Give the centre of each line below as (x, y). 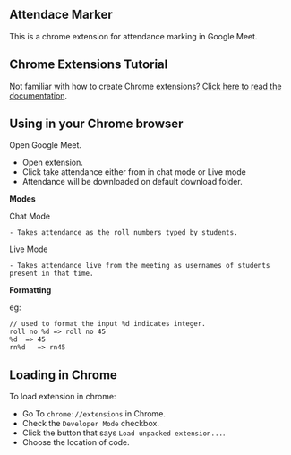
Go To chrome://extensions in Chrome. (94, 414)
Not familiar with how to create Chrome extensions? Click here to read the (145, 86)
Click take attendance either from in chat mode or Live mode (134, 172)
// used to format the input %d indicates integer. (107, 324)
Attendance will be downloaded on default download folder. (133, 182)
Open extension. (52, 163)
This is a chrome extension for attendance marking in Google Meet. (133, 36)
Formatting (30, 290)
